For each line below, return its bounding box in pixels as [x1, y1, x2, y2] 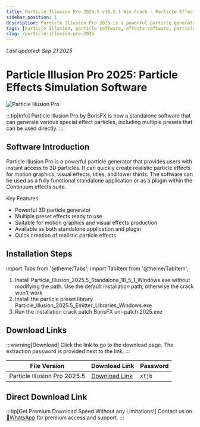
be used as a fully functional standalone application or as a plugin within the [6, 177, 193, 184]
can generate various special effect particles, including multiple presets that [6, 119, 193, 126]
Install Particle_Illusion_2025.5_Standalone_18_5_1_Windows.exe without [14, 276, 190, 283]
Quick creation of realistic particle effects [14, 231, 117, 239]
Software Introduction [6, 142, 90, 152]
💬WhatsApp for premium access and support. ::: [6, 414, 124, 421]
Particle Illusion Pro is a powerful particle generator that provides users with [6, 157, 192, 165]
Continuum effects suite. [6, 183, 67, 190]
